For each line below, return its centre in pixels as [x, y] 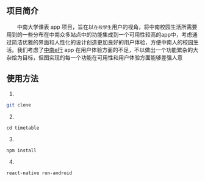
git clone [19, 105]
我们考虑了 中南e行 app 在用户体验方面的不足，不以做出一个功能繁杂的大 [108, 50]
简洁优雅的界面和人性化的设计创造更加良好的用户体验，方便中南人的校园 [102, 42]
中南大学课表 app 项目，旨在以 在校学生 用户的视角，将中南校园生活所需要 [107, 27]
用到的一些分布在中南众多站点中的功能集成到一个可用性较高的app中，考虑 [99, 34]
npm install [21, 150]
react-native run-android [39, 173]
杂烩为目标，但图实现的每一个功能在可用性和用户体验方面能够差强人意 [95, 57]
